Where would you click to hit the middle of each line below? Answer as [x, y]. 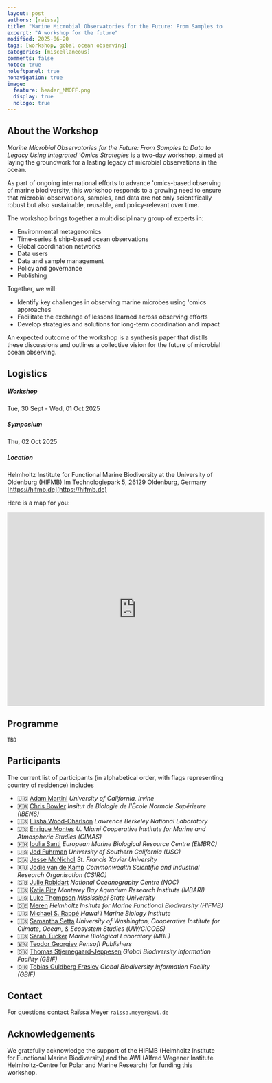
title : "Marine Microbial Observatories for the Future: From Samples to [115, 26]
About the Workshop [53, 131]
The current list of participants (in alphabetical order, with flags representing [115, 777]
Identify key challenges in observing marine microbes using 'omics [112, 302]
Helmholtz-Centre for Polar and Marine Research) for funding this [100, 1065]
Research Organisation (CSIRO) [62, 874]
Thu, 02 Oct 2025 [32, 442]
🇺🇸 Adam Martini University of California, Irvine [86, 798]
